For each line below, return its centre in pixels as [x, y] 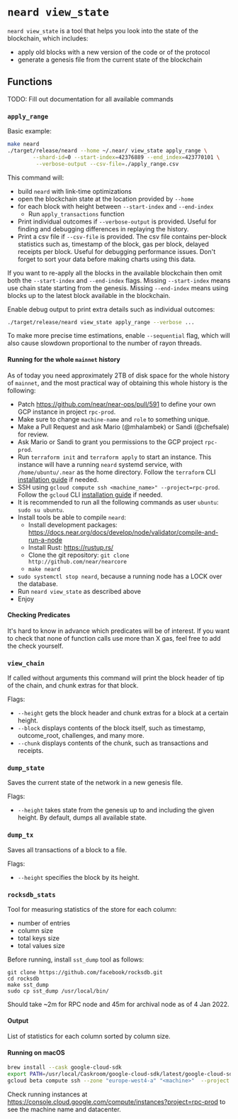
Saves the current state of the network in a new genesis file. [95, 783]
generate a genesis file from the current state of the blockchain [110, 60]
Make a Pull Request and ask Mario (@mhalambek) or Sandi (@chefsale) [123, 426]
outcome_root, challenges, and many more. [81, 736]
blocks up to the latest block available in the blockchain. [89, 295]
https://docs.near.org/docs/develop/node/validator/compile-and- [123, 532]
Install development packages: [73, 524]
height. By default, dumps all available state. [82, 817]
